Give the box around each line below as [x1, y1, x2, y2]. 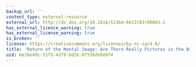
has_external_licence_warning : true [6, 24, 95, 31]
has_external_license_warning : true [6, 30, 95, 36]
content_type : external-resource [6, 14, 87, 20]
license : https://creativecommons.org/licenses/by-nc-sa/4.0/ [6, 41, 160, 47]
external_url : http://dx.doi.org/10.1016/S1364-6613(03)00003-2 [6, 19, 166, 25]
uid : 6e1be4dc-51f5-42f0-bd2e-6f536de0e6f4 [6, 52, 114, 58]
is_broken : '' [6, 36, 41, 41]
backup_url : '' [6, 8, 43, 15]
